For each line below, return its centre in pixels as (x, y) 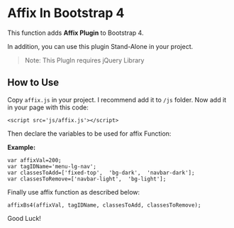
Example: (22, 147)
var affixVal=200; (34, 160)
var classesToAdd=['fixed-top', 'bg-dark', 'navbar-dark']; (101, 173)
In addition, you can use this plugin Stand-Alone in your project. (100, 46)
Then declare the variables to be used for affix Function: (89, 134)
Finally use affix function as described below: (74, 192)
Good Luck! (24, 218)
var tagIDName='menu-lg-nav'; (52, 166)
